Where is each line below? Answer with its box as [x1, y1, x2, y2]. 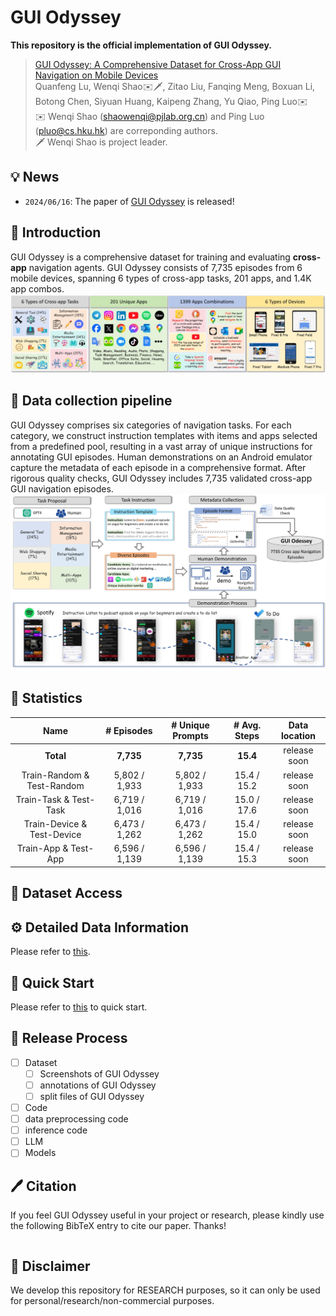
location [280, 730, 317, 742]
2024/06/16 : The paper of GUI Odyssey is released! [24, 195, 235, 207]
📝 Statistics [10, 690, 83, 707]
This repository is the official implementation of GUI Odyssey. [10, 39, 273, 51]
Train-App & [16, 842, 69, 855]
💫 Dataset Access [10, 885, 123, 902]
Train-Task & [15, 793, 70, 805]
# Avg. [233, 719, 262, 731]
